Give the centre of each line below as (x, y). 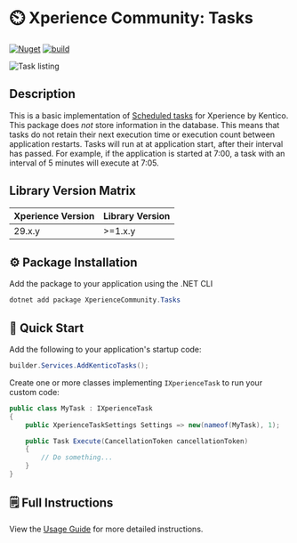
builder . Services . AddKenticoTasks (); (79, 366)
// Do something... (77, 458)
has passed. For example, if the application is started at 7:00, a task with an (147, 153)
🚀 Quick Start (47, 328)
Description (42, 94)
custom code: (34, 392)
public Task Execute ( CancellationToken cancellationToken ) (137, 441)
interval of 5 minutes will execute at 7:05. (84, 163)
